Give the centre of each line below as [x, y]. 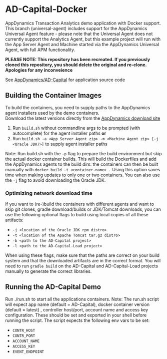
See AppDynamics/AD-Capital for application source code [65, 80]
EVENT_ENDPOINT [28, 351]
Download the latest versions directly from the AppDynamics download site [83, 118]
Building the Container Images [53, 95]
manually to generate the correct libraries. [48, 271]
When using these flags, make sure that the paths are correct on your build [82, 255]
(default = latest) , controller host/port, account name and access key [77, 309]
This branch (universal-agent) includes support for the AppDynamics [76, 28]
